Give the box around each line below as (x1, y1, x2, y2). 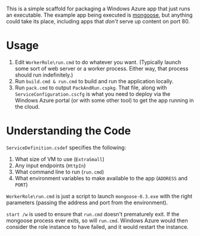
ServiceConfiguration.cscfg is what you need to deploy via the (14, 90, 171, 98)
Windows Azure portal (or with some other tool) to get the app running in (14, 96, 194, 104)
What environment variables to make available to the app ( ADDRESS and (14, 174, 188, 181)
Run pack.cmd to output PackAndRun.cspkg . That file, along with (14, 84, 167, 91)
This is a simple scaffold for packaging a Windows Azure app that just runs (6, 5, 190, 12)
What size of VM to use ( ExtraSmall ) (14, 155, 104, 162)
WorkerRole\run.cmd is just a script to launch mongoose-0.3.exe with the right (6, 192, 193, 199)
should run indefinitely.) (14, 71, 73, 78)
